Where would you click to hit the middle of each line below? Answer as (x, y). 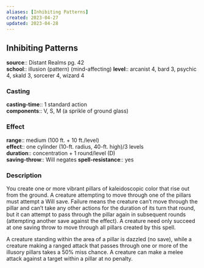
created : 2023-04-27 (33, 18)
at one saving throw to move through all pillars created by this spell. (91, 227)
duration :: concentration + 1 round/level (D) (61, 153)
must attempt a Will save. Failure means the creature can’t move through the (102, 202)
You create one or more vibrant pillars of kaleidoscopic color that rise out (98, 189)
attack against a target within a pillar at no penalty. (69, 259)
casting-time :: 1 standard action (47, 105)
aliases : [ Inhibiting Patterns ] (47, 12)
